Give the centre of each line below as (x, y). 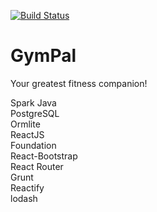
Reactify (27, 187)
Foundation (33, 145)
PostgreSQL (35, 113)
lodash (24, 198)
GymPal (43, 56)
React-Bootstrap (44, 156)
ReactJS (27, 134)
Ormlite (25, 124)
